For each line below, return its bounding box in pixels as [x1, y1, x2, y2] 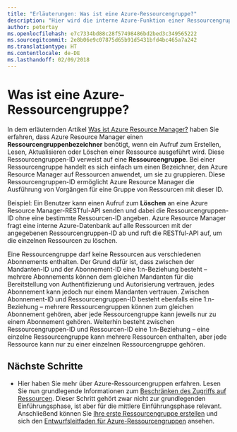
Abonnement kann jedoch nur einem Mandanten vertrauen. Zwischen [7, 287, 209, 296]
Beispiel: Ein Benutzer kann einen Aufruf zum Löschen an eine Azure [7, 198, 208, 207]
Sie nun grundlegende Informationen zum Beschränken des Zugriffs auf [17, 386, 227, 395]
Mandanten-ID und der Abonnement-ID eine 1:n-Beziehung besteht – [7, 265, 207, 273]
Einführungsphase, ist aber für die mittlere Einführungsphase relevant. [17, 402, 222, 410]
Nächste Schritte [7, 361, 83, 373]
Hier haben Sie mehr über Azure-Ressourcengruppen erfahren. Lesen [17, 379, 221, 388]
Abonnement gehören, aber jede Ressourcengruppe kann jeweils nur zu [7, 310, 217, 318]
